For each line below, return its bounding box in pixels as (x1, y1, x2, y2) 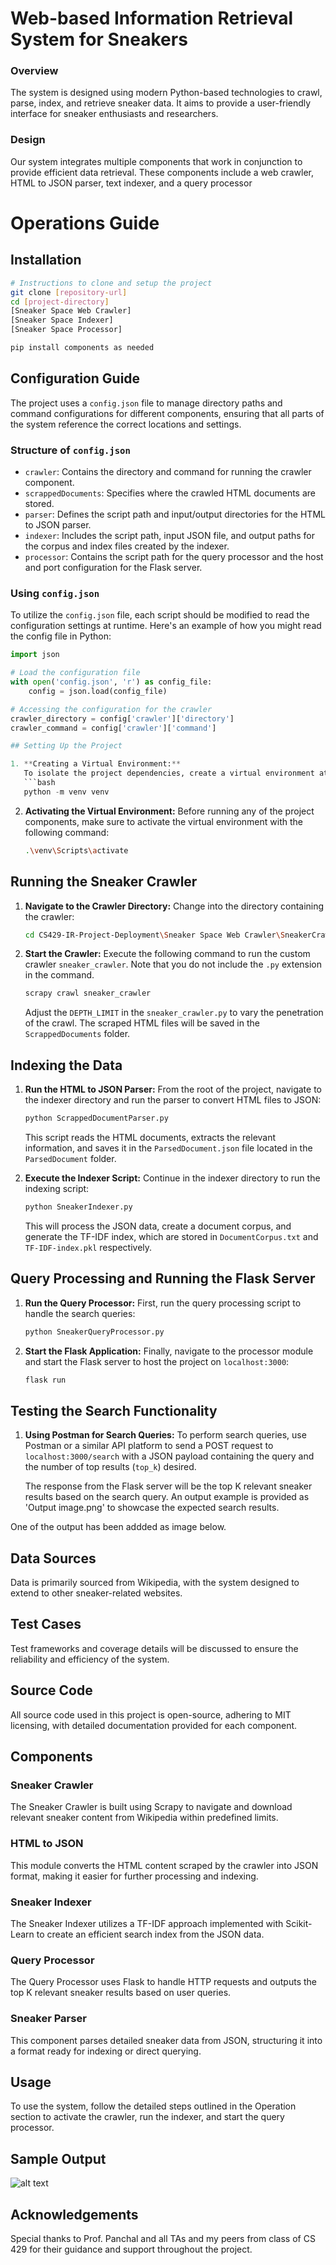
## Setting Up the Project (10, 741, 123, 751)
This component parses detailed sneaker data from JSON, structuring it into (10, 2034, 323, 2046)
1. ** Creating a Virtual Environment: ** (10, 759, 182, 769)
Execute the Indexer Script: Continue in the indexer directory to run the (24, 1172, 321, 1184)
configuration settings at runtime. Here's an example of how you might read (10, 620, 322, 632)
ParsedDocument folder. (24, 1152, 117, 1164)
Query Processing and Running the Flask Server (10, 1270, 316, 1287)
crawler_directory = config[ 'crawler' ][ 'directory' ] (10, 713, 235, 724)
